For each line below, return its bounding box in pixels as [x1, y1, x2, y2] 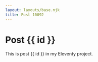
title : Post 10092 [5, 12, 44, 17]
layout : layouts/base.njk [5, 7, 60, 13]
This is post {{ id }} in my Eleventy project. [5, 51, 93, 57]
